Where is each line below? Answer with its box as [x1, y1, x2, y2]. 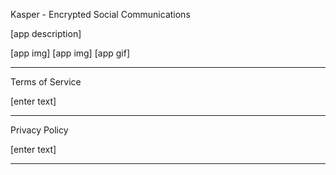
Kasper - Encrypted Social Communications [10, 9, 191, 20]
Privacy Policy [10, 124, 69, 136]
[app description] [10, 28, 82, 39]
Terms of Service [10, 76, 82, 88]
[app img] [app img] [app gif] [10, 47, 130, 59]
